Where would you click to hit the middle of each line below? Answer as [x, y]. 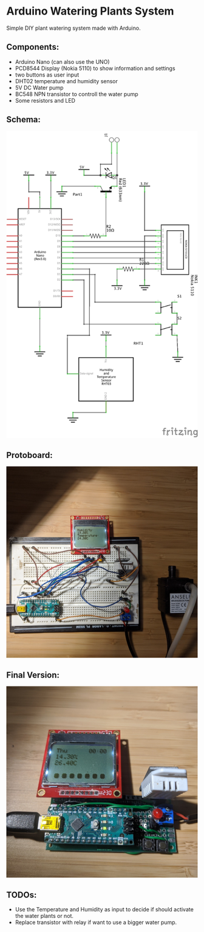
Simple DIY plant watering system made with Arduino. [73, 28]
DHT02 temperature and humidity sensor [66, 81]
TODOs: [22, 895]
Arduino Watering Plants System [90, 11]
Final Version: [33, 675]
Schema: [24, 120]
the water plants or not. [44, 916]
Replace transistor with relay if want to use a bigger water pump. [96, 922]
